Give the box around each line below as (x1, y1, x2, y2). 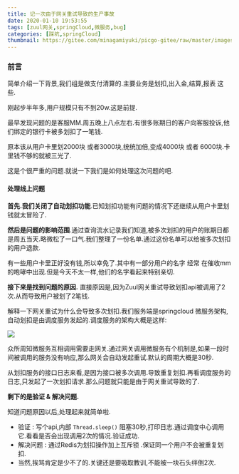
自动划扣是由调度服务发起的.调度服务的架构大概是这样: (7, 315, 167, 324)
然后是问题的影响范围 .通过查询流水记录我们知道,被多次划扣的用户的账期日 (7, 225, 223, 234)
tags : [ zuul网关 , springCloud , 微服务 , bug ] (7, 24, 127, 31)
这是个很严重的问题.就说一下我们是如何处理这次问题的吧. (7, 167, 174, 175)
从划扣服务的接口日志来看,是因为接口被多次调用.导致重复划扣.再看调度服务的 (7, 368, 231, 376)
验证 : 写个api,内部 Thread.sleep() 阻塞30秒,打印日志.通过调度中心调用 (17, 422, 225, 431)
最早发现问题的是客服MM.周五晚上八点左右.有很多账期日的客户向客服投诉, (7, 118, 224, 127)
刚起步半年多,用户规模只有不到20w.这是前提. (7, 103, 137, 112)
